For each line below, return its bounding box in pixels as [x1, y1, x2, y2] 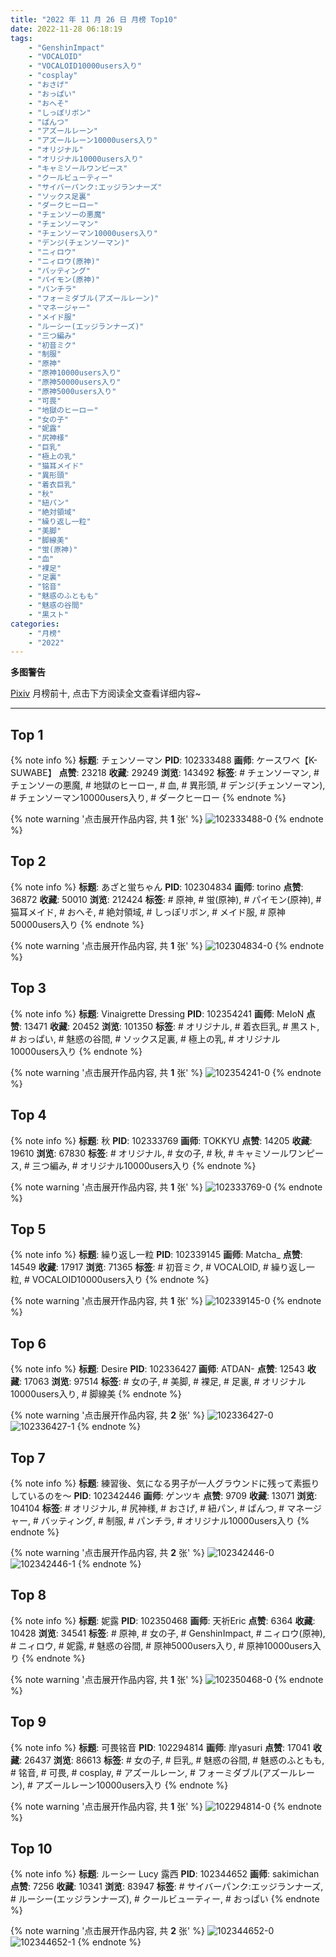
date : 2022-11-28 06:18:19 [10, 24, 123, 34]
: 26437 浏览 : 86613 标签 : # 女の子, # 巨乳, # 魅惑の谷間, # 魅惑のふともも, [19, 1754, 325, 1766]
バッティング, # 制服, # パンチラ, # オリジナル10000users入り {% [40, 1514, 310, 1526]
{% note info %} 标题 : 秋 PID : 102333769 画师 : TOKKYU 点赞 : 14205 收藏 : [10, 1134, 313, 1146]
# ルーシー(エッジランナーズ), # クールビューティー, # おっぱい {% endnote [10, 1893, 320, 1905]
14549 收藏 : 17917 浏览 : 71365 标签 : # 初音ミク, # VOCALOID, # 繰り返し [10, 1261, 307, 1273]
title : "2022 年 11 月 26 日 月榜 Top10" [10, 14, 178, 25]
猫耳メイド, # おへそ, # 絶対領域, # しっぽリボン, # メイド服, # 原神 [10, 906, 286, 918]
